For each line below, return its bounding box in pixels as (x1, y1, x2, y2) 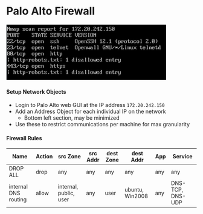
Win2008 (124, 192, 149, 200)
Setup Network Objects (6, 88, 66, 95)
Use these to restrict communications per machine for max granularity (14, 121, 190, 128)
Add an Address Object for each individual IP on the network (14, 108, 166, 115)
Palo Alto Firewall (6, 4, 95, 18)
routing (8, 195, 27, 203)
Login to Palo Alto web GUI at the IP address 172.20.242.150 (14, 102, 165, 109)
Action (36, 153, 53, 160)
